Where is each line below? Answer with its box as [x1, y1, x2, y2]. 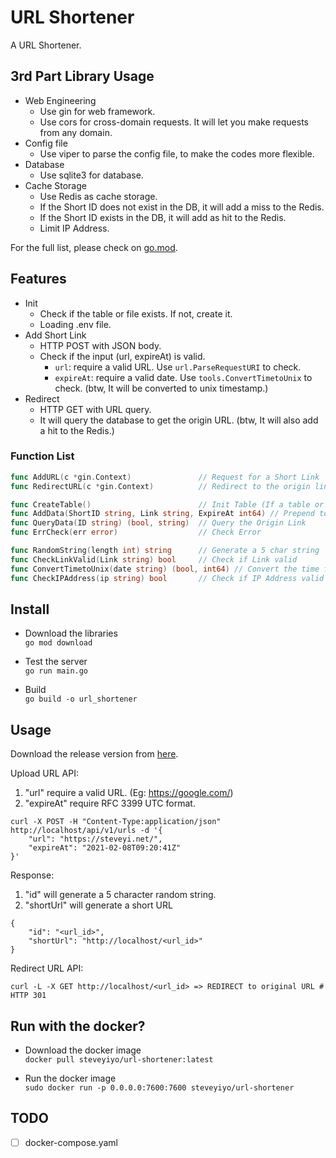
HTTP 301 [10, 991, 47, 1001]
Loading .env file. [39, 318, 112, 330]
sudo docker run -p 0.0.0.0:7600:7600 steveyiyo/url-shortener [24, 1083, 295, 1093]
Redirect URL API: [10, 962, 84, 975]
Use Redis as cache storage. [39, 190, 158, 202]
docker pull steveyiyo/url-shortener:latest [24, 1055, 214, 1065]
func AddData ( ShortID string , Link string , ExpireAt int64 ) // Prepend [10, 509, 315, 519]
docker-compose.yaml [24, 1136, 118, 1148]
